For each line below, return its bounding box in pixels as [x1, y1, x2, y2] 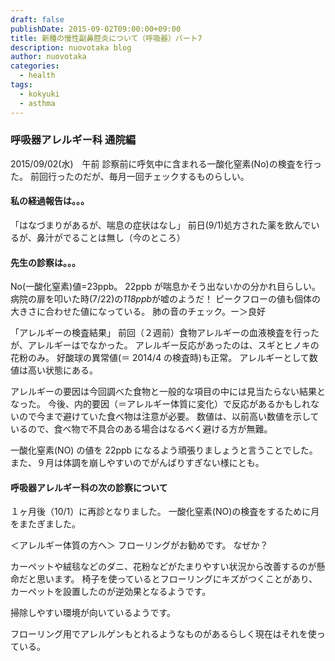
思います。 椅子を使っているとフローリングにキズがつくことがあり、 [36, 573, 318, 585]
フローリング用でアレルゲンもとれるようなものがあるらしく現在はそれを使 [10, 628, 317, 640]
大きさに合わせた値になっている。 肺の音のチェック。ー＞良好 [10, 306, 267, 318]
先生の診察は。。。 [10, 256, 81, 268]
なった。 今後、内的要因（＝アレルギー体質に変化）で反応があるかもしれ [10, 398, 311, 410]
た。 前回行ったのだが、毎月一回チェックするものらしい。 [10, 170, 250, 182]
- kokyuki [19, 89, 60, 99]
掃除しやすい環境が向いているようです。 [10, 607, 177, 619]
